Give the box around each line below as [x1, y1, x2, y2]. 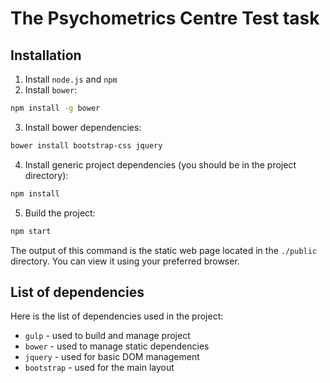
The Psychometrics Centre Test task [10, 7, 320, 30]
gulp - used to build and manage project [24, 330, 191, 342]
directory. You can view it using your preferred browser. [10, 255, 240, 267]
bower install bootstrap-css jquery [10, 140, 163, 151]
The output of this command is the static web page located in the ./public [10, 244, 318, 256]
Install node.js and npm [24, 73, 118, 85]
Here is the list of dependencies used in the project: [10, 310, 224, 322]
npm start [10, 226, 52, 236]
